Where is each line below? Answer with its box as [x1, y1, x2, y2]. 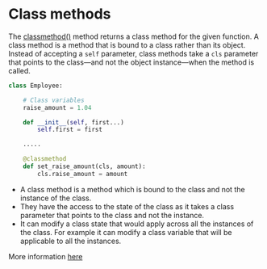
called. [8, 65, 31, 75]
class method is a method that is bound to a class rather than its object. [8, 40, 246, 49]
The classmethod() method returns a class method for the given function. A [8, 32, 260, 41]
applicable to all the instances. [19, 236, 122, 246]
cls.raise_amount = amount [37, 170, 128, 178]
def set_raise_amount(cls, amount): [23, 162, 147, 170]
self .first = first [37, 126, 103, 134]
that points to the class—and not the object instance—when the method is [8, 57, 255, 67]
